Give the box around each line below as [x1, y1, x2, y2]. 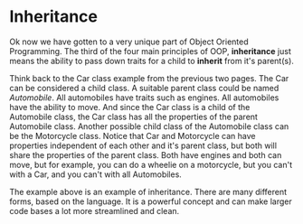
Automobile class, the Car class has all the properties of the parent [9, 111, 258, 122]
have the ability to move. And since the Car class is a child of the [9, 101, 251, 112]
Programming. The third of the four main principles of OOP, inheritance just [9, 45, 291, 56]
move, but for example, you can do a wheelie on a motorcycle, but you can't [9, 159, 293, 170]
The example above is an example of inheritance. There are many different [9, 186, 288, 197]
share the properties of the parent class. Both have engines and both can [9, 149, 282, 160]
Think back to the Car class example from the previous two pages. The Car [9, 72, 289, 83]
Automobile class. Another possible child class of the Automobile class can [9, 120, 289, 132]
